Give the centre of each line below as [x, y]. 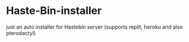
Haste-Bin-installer [54, 11]
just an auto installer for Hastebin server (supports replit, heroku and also [95, 27]
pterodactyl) [21, 33]
